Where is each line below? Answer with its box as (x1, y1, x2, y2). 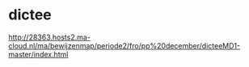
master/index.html (8, 49, 69, 59)
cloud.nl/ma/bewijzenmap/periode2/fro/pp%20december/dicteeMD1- (8, 40, 241, 50)
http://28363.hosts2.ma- (8, 32, 91, 42)
